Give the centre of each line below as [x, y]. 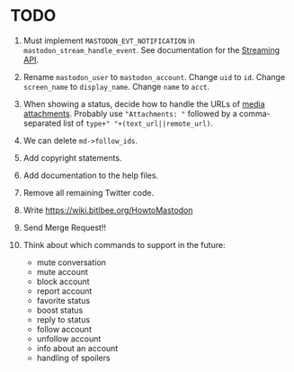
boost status [60, 310]
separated [42, 123]
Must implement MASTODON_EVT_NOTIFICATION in [109, 40]
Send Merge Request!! [65, 227]
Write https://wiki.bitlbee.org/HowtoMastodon [108, 210]
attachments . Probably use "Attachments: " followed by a [130, 113]
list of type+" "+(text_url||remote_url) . [138, 123]
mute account [62, 271]
